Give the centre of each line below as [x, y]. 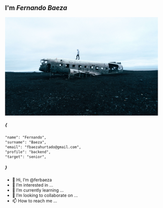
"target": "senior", [26, 157]
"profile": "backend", [28, 152]
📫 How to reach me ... [34, 201]
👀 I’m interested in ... [33, 185]
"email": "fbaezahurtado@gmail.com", [43, 147]
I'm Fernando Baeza [36, 8]
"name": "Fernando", [26, 137]
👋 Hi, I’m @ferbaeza [32, 180]
